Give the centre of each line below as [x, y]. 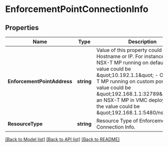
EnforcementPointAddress [40, 81]
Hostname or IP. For [120, 56]
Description [142, 42]
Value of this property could [129, 50]
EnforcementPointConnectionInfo [77, 9]
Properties [22, 28]
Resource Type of [117, 121]
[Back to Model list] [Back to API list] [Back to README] [62, 139]
